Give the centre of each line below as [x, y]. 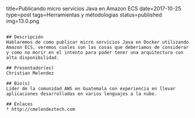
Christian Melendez [30, 73]
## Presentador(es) [30, 68]
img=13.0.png [23, 21]
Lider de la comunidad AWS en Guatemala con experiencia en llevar [91, 88]
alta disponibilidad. [33, 58]
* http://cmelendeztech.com [41, 109]
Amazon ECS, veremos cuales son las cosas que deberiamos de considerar [97, 47]
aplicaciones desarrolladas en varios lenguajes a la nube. [82, 94]
